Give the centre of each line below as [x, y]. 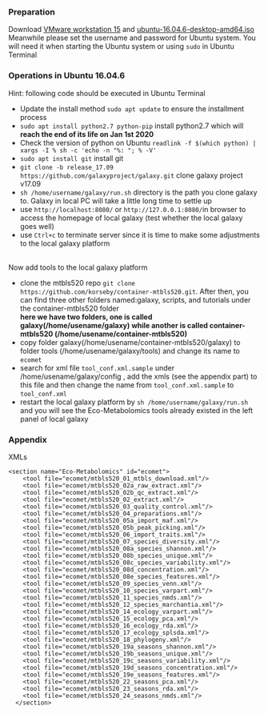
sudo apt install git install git [72, 158]
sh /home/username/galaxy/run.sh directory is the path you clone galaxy [138, 192]
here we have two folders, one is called [86, 317]
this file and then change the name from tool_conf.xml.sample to [127, 385]
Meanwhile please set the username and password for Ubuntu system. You [132, 38]
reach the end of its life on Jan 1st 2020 [87, 134]
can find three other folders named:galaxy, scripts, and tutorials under [135, 299]
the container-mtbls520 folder [70, 308]
